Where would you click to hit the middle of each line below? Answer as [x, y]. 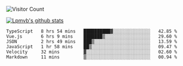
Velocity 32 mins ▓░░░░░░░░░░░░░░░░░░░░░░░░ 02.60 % [92, 52]
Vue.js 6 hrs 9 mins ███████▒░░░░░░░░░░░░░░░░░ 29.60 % [92, 37]
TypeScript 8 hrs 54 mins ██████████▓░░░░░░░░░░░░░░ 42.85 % [92, 31]
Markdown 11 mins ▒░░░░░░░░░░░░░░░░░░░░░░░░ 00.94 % [92, 57]
